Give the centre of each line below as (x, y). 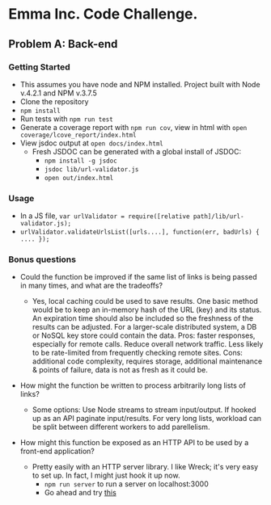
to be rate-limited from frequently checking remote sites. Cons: (137, 353)
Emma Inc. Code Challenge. (103, 14)
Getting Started (39, 67)
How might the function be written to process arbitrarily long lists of (133, 385)
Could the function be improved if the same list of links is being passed (138, 277)
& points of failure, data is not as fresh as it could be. (120, 370)
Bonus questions (42, 259)
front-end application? (57, 451)
